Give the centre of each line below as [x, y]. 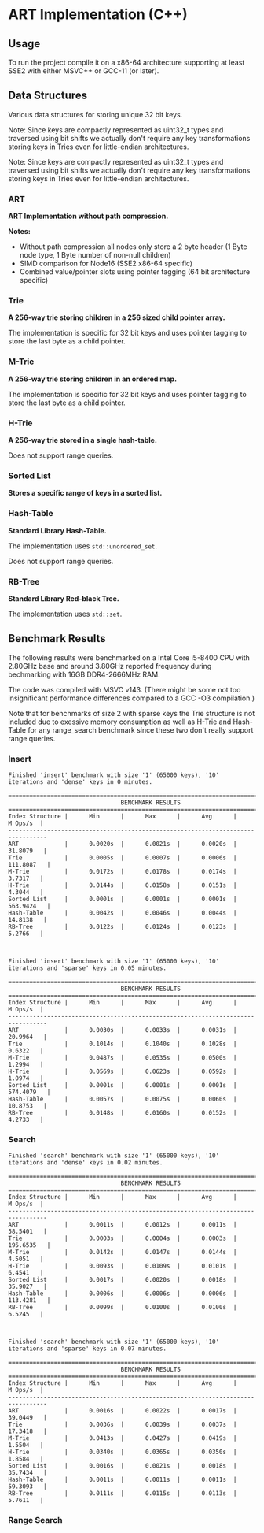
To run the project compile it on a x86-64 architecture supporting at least [126, 62]
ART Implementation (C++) [98, 15]
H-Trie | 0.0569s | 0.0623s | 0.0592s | [123, 1071]
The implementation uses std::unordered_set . [83, 546]
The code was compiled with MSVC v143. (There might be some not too [125, 689]
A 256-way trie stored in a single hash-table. [82, 440]
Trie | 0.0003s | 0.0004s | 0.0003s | [123, 1238]
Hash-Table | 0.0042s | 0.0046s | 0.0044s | [123, 913]
